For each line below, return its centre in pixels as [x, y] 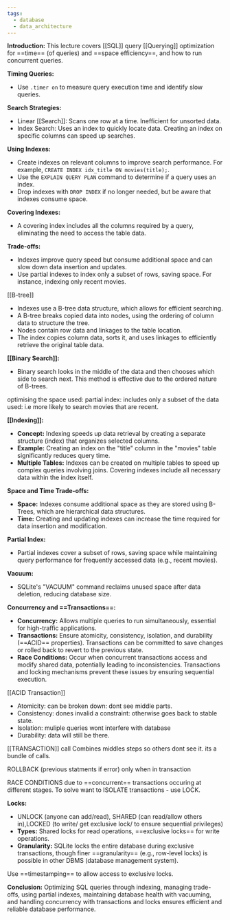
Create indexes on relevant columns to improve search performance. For [120, 163]
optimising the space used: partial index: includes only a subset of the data [113, 399]
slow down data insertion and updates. [72, 267]
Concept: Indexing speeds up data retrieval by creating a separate [111, 434]
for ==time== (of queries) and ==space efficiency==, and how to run [105, 53]
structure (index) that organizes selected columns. [88, 441]
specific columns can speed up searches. [76, 136]
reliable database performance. [51, 909]
